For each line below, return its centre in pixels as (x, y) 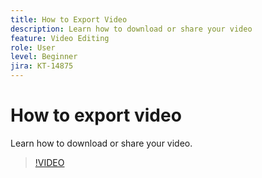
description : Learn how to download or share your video (131, 29)
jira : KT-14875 (42, 66)
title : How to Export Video (69, 19)
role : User (33, 47)
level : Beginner (44, 57)
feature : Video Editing (60, 38)
